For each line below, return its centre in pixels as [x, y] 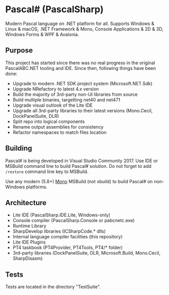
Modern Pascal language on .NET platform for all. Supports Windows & [80, 23]
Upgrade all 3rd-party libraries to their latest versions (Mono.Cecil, [83, 110]
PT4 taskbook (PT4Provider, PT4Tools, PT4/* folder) [68, 248]
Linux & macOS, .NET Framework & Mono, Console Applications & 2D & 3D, [84, 29]
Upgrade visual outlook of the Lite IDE [53, 105]
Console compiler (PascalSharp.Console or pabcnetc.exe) [74, 220]
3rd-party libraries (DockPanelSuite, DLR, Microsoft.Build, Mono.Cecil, [87, 253]
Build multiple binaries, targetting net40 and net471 [66, 100]
